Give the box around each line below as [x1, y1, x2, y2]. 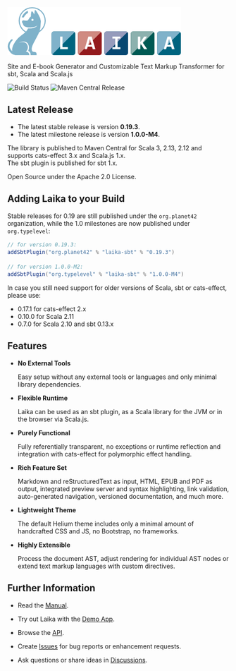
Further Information [7, 582, 96, 594]
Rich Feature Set [17, 463, 67, 472]
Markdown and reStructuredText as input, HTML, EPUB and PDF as [17, 477, 213, 485]
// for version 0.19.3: [7, 241, 77, 248]
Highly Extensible [17, 540, 70, 549]
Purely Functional [17, 428, 70, 437]
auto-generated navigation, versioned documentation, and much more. [17, 492, 224, 500]
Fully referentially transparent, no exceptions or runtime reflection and [17, 442, 221, 451]
